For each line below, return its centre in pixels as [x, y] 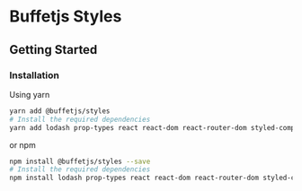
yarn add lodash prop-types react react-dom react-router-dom [128, 127]
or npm [22, 144]
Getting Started [53, 50]
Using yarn [30, 94]
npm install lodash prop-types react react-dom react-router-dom [134, 178]
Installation [35, 75]
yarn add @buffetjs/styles [60, 111]
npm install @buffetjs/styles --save [80, 161]
